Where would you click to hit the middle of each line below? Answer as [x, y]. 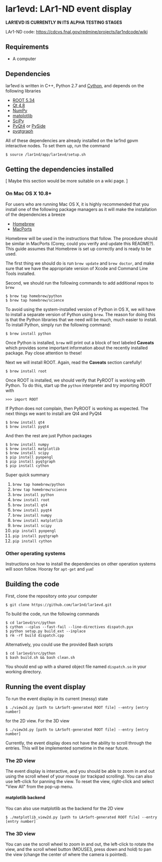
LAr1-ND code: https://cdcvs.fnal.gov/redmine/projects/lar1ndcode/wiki [77, 32]
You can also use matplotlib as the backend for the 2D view [65, 809]
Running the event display [46, 687]
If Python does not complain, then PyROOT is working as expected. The [77, 408]
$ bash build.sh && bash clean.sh [40, 657]
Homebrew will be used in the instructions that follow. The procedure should [81, 238]
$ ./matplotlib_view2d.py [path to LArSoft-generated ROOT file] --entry [81, 817]
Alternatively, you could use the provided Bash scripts [59, 644]
